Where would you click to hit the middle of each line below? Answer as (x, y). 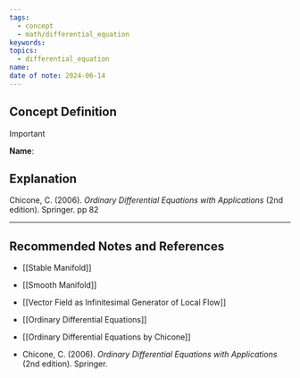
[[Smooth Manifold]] (59, 285)
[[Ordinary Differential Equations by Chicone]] (106, 337)
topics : (24, 51)
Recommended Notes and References (117, 246)
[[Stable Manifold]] (57, 268)
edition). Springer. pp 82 (54, 210)
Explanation (43, 178)
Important (27, 133)
